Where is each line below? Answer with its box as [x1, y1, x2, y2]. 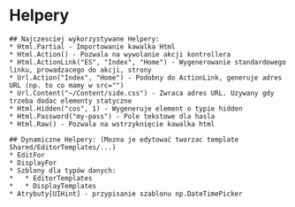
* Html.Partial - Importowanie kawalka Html [9, 42, 176, 51]
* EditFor [9, 150, 46, 159]
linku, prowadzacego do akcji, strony [9, 65, 152, 74]
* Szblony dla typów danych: [9, 165, 117, 175]
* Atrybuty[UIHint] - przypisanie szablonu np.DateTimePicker [9, 189, 243, 198]
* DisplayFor [9, 158, 57, 167]
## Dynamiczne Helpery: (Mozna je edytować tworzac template [9, 134, 239, 144]
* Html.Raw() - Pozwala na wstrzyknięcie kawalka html [9, 119, 216, 128]
